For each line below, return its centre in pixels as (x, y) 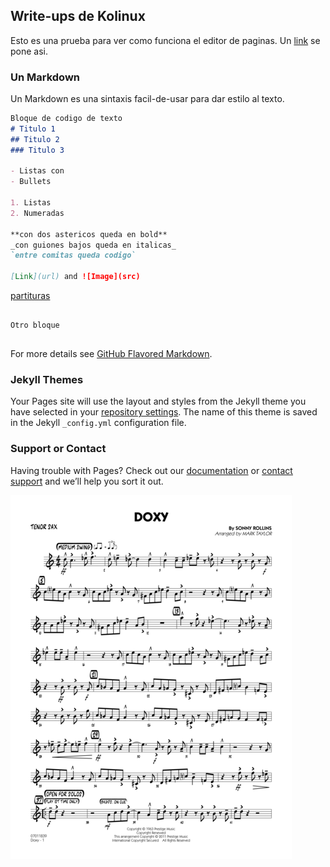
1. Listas (31, 203)
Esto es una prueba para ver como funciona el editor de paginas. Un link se (165, 40)
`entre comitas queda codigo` (73, 255)
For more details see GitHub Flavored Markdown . (111, 354)
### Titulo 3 (37, 150)
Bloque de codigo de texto (66, 119)
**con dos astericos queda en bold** (89, 234)
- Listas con (37, 171)
